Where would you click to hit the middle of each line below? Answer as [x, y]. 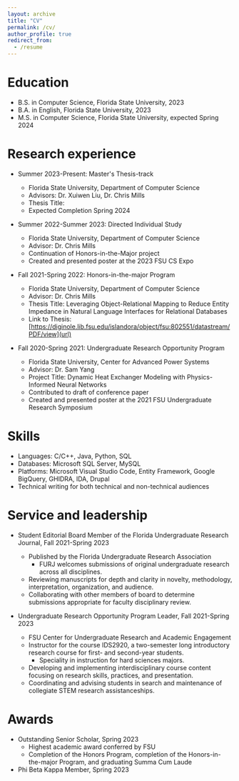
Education [38, 83]
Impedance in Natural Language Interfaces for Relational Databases [128, 311]
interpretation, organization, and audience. [91, 587]
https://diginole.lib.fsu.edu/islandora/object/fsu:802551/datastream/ [131, 327]
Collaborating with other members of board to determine [111, 595]
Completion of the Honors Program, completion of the [107, 754]
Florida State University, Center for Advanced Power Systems [119, 362]
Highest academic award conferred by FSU [92, 747]
